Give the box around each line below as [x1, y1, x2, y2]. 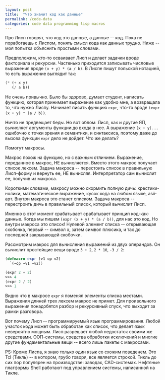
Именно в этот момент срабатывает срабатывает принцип [5, 211, 130, 217]
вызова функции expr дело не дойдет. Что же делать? [5, 135, 119, 141]
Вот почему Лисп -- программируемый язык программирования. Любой [5, 318, 161, 324]
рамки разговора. [5, 308, 43, 314]
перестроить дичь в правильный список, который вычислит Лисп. [5, 201, 146, 207]
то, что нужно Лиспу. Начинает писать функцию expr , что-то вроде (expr [5, 105, 160, 110]
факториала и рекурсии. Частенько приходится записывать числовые [5, 60, 155, 66]
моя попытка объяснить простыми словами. [5, 45, 100, 51]
